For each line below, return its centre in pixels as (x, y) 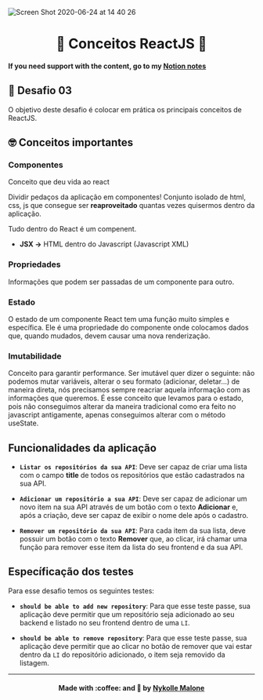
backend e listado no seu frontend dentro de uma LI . (104, 622)
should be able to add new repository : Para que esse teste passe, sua (135, 606)
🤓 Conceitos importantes (71, 142)
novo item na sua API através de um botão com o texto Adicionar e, (129, 507)
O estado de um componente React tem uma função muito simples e (119, 319)
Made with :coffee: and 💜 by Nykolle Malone (131, 688)
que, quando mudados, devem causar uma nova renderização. (109, 335)
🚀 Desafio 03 (40, 91)
